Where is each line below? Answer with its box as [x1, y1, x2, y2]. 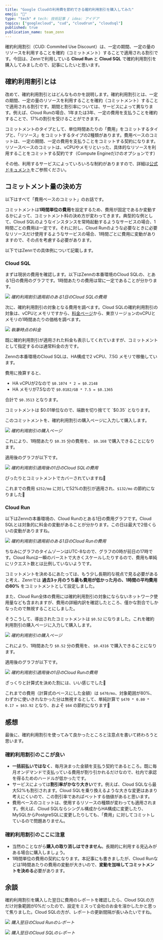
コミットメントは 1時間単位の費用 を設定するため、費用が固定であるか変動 [5, 206, 152, 212]
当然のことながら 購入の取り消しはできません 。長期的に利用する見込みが [12, 843, 157, 849]
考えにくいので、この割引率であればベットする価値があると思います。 [12, 794, 152, 799]
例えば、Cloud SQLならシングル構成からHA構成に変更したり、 [20, 806, 146, 812]
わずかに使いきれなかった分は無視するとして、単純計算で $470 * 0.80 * [5, 696, 149, 702]
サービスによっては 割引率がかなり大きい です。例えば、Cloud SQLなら [12, 781, 152, 787]
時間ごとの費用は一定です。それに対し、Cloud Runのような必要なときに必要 [5, 225, 158, 231]
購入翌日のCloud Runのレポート [11, 920, 75, 925]
